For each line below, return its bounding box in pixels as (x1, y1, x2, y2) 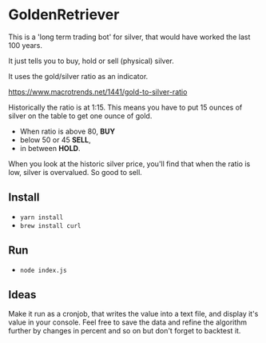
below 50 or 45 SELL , (19, 134, 91, 145)
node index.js (19, 266, 67, 274)
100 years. (8, 40, 42, 50)
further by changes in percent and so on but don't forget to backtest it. (8, 326, 241, 336)
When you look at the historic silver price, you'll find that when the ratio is (8, 158, 251, 169)
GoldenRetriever (8, 6, 120, 24)
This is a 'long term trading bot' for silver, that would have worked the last (8, 32, 251, 42)
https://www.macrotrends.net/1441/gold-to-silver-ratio (8, 86, 188, 97)
